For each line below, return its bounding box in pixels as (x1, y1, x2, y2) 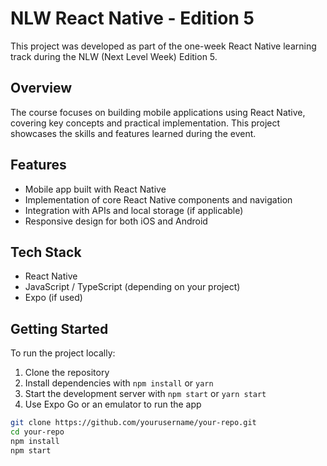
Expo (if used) (24, 292, 83, 304)
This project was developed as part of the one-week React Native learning (10, 40, 317, 52)
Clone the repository (24, 367, 110, 379)
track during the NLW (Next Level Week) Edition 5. (10, 50, 218, 62)
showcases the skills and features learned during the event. (10, 127, 257, 139)
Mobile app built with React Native (24, 183, 167, 195)
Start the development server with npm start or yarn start (24, 388, 267, 400)
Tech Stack (10, 243, 82, 261)
